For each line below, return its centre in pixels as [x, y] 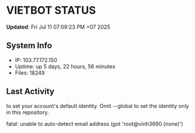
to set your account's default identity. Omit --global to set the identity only [98, 106]
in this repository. [28, 112]
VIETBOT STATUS [51, 10]
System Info [29, 46]
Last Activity [31, 92]
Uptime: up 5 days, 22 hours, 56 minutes [65, 66]
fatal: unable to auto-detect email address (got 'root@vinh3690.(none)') [95, 123]
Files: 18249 [30, 73]
